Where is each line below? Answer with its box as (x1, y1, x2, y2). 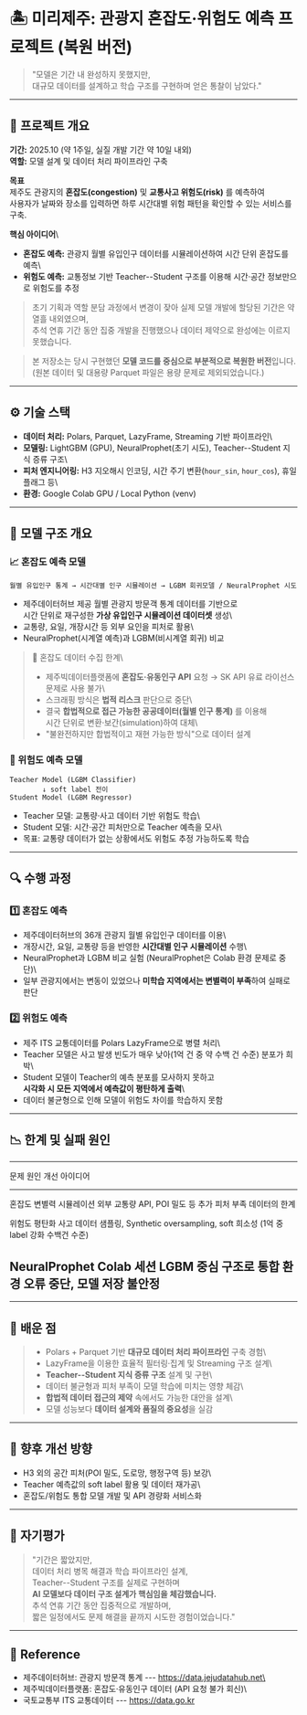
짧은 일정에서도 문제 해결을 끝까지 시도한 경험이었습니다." (31, 1611, 236, 1622)
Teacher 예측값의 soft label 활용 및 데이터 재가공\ (22, 1478, 201, 1489)
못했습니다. (31, 335, 72, 347)
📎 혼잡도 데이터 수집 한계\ (31, 652, 123, 663)
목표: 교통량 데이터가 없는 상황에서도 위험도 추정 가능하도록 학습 (22, 832, 249, 843)
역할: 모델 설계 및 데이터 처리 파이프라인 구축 (9, 155, 168, 166)
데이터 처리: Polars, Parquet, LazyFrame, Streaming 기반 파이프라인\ (22, 430, 272, 441)
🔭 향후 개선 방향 (9, 1441, 93, 1457)
